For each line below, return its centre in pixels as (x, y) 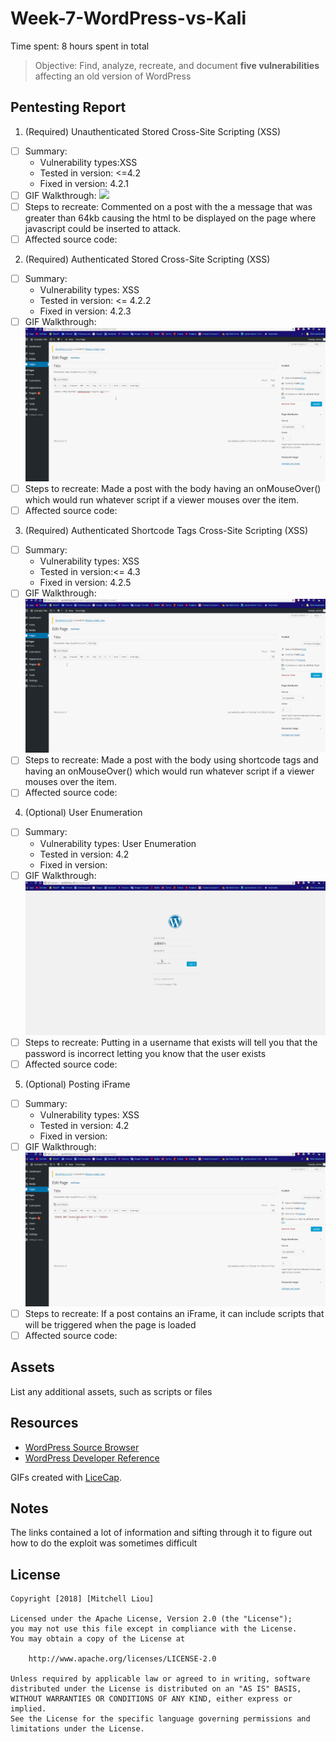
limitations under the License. (77, 1729)
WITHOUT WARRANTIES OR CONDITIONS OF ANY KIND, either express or (151, 1699)
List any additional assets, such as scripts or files (111, 1391)
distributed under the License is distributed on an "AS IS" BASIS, (156, 1689)
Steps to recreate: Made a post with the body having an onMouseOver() (173, 489)
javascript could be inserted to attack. (103, 228)
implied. (28, 1709)
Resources (44, 1423)
